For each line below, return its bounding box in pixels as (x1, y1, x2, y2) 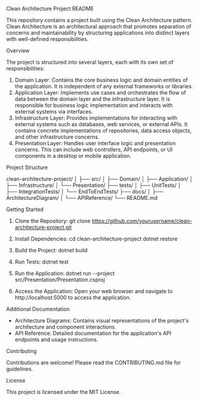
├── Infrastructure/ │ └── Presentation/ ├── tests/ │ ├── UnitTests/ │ (6, 181, 182, 189)
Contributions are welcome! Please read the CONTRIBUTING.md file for (6, 359, 181, 366)
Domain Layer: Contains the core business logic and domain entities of (14, 77, 188, 83)
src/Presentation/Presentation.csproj (14, 276, 105, 283)
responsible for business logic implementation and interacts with (14, 102, 173, 109)
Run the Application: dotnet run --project (14, 270, 115, 277)
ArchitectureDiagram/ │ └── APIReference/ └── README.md (6, 195, 158, 201)
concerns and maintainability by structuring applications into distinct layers (6, 29, 190, 36)
